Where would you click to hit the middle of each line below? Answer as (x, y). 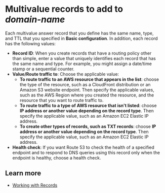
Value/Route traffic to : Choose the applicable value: (66, 74)
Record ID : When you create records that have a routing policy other (82, 53)
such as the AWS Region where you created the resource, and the (87, 95)
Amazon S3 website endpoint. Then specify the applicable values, (87, 90)
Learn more (23, 173)
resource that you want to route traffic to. (62, 100)
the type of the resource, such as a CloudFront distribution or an (85, 84)
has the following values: (30, 43)
